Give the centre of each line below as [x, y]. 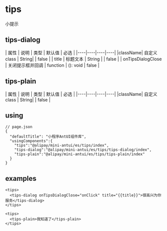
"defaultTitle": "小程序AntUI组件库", [48, 137]
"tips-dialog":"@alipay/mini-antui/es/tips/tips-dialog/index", [83, 150]
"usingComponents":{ [31, 141]
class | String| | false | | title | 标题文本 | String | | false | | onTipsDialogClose [83, 59]
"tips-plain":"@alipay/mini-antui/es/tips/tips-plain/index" [79, 154]
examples [21, 179]
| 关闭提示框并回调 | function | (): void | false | [52, 65]
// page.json [19, 127]
